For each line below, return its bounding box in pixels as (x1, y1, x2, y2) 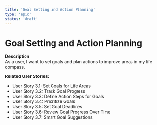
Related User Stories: (5, 74, 50, 79)
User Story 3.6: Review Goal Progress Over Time (12, 109, 111, 115)
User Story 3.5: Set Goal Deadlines (12, 104, 82, 110)
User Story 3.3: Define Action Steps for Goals (12, 94, 104, 100)
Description (5, 53, 30, 59)
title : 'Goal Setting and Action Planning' (5, 7, 96, 12)
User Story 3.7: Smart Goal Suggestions (12, 114, 93, 120)
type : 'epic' (5, 12, 32, 17)
